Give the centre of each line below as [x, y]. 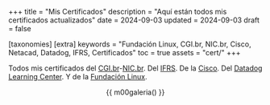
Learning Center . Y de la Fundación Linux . [78, 77]
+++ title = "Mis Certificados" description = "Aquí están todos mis [118, 12]
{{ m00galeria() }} [135, 92]
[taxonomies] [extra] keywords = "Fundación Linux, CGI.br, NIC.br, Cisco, [130, 44]
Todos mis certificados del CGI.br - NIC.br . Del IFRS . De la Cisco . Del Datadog [135, 68]
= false [20, 28]
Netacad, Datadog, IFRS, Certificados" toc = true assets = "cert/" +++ [125, 52]
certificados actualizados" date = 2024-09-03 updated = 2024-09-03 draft [134, 20]
